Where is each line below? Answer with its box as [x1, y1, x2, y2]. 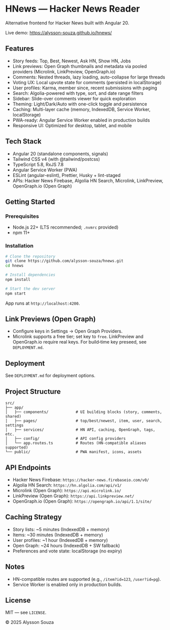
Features [5, 44, 34, 53]
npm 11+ [12, 230, 30, 236]
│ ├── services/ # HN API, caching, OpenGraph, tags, [5, 427, 156, 432]
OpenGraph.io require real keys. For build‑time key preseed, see [12, 339, 147, 345]
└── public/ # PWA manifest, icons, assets [5, 450, 142, 455]
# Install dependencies [5, 272, 56, 278]
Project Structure [5, 387, 61, 396]
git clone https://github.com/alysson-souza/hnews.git [5, 258, 124, 264]
